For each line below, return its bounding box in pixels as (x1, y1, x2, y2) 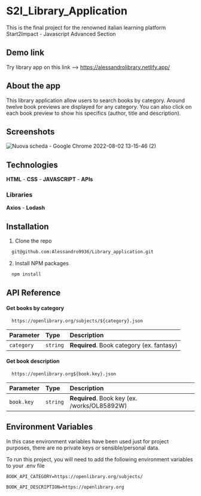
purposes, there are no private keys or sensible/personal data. (6, 444, 160, 451)
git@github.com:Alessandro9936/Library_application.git (11, 249, 154, 255)
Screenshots (6, 127, 55, 137)
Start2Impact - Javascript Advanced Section (6, 30, 116, 37)
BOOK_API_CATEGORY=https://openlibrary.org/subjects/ (6, 473, 144, 479)
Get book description (6, 357, 60, 365)
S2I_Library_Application (6, 4, 127, 18)
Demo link (6, 48, 45, 58)
